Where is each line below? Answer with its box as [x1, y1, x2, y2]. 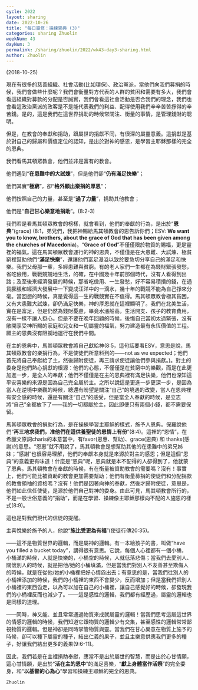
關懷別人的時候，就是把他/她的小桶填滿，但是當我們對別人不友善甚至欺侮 [6, 561, 184, 569]
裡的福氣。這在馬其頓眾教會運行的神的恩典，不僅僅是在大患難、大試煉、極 [6, 248, 187, 255]
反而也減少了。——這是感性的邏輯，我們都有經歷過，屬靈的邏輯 [31, 590, 187, 598]
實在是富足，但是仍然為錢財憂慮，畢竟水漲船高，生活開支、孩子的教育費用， [6, 307, 192, 314]
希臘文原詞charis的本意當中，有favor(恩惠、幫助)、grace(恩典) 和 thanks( [6, 435, 184, 443]
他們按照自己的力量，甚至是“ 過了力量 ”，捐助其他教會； [6, 195, 140, 202]
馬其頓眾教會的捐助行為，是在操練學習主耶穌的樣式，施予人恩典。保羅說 [6, 421, 181, 428]
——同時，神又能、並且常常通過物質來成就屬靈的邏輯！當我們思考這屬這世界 [6, 610, 192, 618]
